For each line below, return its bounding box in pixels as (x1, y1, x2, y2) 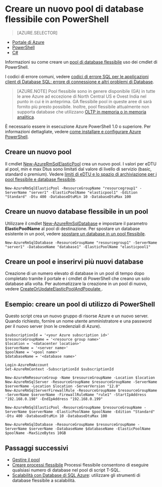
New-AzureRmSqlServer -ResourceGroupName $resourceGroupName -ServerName (5, 379, 158, 385)
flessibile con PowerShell (5, 14, 109, 25)
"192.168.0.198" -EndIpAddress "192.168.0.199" (5, 397, 103, 402)
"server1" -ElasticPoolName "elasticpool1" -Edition (29, 190, 138, 195)
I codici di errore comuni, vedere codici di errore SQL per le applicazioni (5, 73, 149, 79)
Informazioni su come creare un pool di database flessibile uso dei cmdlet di (5, 59, 158, 65)
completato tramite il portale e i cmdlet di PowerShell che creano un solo (5, 276, 150, 282)
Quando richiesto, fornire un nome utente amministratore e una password (5, 318, 152, 324)
